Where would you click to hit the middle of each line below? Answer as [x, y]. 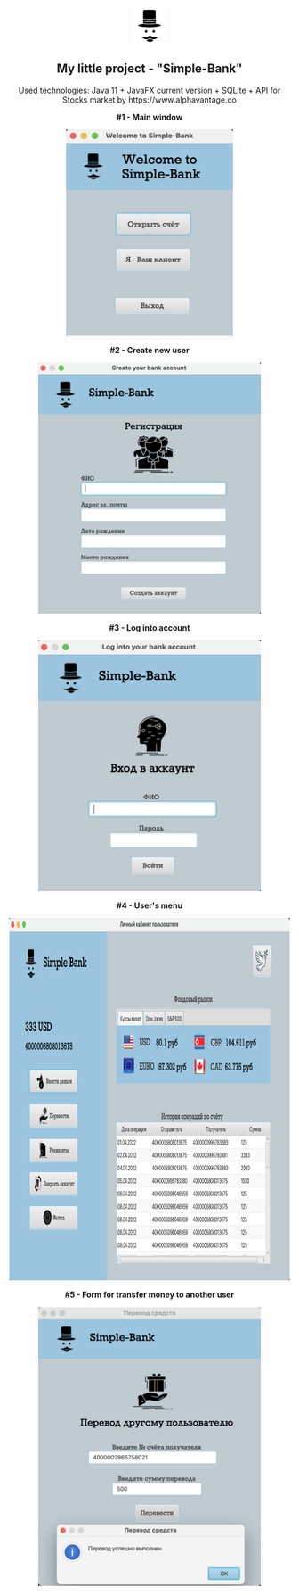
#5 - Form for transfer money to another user [149, 1294]
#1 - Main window [149, 117]
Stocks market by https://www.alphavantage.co [149, 99]
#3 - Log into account [149, 627]
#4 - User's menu [149, 905]
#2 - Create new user [149, 350]
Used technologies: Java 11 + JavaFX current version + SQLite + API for [149, 90]
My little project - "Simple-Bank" [149, 69]
